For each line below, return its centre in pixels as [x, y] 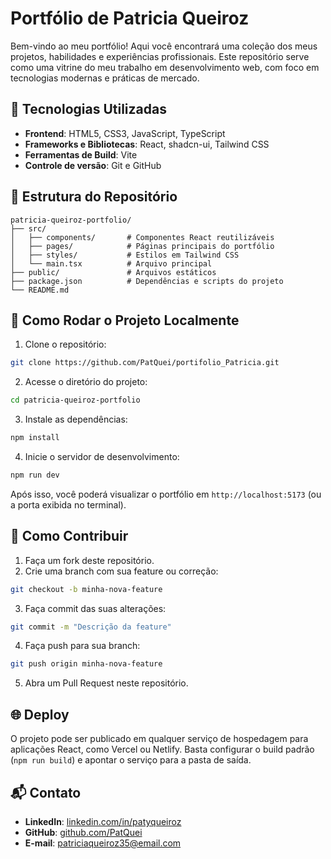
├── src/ [28, 228]
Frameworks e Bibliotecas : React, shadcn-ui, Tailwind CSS [147, 144]
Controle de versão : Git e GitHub [93, 165]
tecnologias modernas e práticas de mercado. [105, 78]
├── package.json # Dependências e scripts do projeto [147, 281]
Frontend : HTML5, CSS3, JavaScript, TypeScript [125, 133]
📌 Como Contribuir [69, 536]
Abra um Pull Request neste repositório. [106, 683]
